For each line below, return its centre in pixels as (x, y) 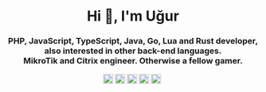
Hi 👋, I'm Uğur (133, 16)
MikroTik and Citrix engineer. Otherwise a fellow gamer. (133, 61)
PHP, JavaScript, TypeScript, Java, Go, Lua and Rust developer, (133, 41)
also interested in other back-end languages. (133, 51)
